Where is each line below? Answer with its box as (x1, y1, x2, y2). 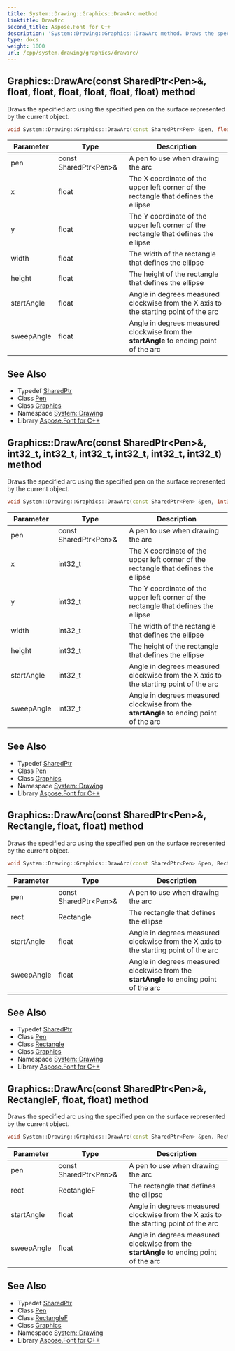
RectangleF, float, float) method (7, 1094, 149, 1106)
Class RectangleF (17, 1313, 69, 1322)
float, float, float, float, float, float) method (7, 86, 196, 98)
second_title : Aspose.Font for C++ (7, 23, 111, 30)
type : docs (7, 36, 39, 43)
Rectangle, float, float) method (7, 821, 144, 832)
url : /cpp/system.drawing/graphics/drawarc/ (7, 50, 139, 57)
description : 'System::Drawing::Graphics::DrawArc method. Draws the (7, 29, 215, 37)
